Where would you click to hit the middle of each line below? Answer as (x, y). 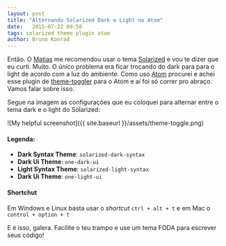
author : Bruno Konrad (39, 40)
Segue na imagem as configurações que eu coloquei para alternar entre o (113, 102)
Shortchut (22, 192)
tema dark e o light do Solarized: (54, 110)
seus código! (26, 235)
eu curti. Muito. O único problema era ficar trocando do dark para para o (111, 67)
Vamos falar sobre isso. (41, 89)
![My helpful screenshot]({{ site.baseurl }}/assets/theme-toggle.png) (105, 123)
